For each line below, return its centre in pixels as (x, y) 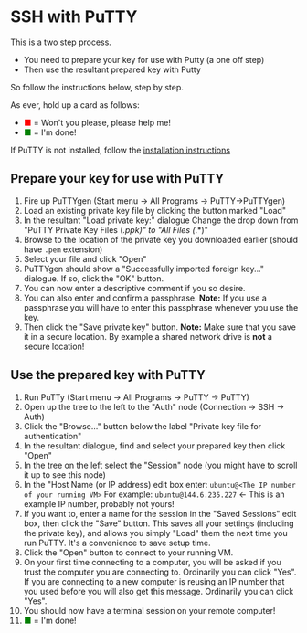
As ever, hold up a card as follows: (75, 105)
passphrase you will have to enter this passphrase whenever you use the (161, 307)
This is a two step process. (61, 42)
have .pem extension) (63, 249)
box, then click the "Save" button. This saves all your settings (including (159, 523)
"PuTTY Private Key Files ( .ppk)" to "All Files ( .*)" (116, 229)
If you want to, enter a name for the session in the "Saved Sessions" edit (160, 513)
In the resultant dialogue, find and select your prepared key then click (154, 446)
